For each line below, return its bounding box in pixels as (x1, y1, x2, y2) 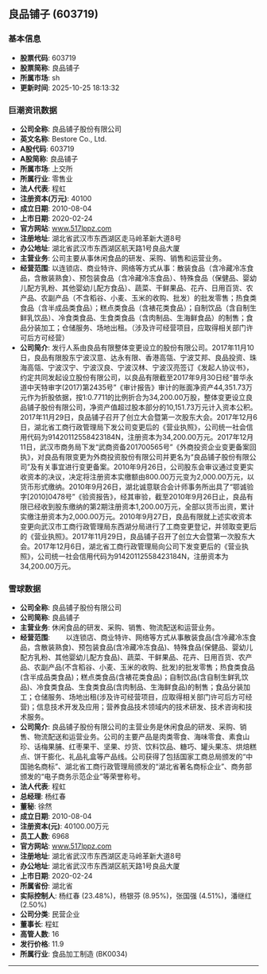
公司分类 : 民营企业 (19, 910, 80, 919)
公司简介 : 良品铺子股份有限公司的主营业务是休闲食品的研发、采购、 (19, 722, 240, 731)
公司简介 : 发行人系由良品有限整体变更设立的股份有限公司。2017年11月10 (19, 343, 254, 352)
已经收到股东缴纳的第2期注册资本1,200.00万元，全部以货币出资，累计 (26, 502, 255, 511)
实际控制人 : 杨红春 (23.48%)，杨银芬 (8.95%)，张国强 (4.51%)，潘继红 (19, 891, 252, 901)
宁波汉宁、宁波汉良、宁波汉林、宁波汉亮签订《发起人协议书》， (47, 363, 253, 372)
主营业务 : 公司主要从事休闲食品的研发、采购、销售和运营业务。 (19, 253, 226, 262)
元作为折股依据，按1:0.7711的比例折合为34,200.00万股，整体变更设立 (19, 392, 246, 402)
